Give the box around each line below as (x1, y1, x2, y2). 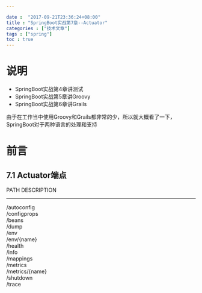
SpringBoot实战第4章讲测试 (14, 86, 84, 93)
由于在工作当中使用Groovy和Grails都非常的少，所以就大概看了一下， (6, 113, 176, 121)
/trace (6, 281, 21, 288)
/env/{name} (6, 236, 37, 243)
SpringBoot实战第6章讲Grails (14, 101, 87, 108)
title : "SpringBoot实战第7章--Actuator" (6, 19, 108, 26)
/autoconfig (6, 204, 35, 211)
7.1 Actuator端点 (6, 170, 67, 180)
